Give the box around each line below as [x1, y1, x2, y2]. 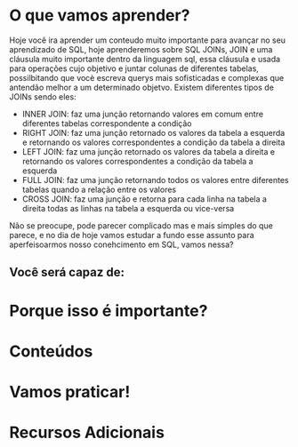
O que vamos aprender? [9, 5, 190, 26]
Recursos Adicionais [9, 423, 165, 443]
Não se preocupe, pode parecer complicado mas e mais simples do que [9, 220, 273, 231]
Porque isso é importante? [9, 300, 208, 321]
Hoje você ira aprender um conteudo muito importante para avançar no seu [9, 35, 286, 45]
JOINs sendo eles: [9, 91, 77, 102]
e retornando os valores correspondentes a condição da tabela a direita [21, 137, 286, 148]
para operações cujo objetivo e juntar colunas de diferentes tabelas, [9, 63, 260, 74]
